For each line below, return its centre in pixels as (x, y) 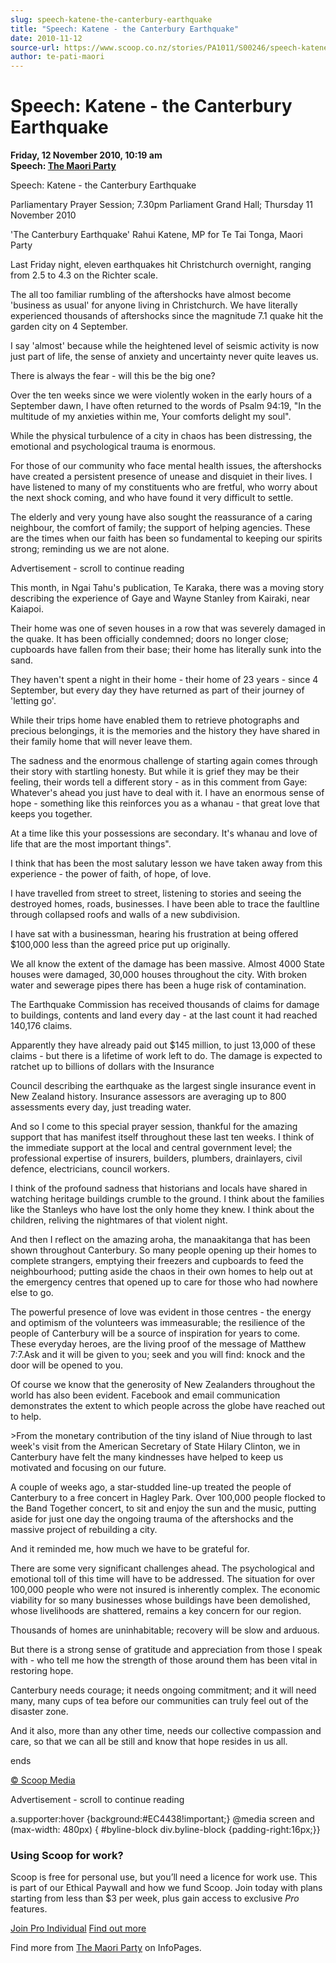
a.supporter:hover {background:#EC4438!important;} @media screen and (162, 1819)
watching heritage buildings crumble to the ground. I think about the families (167, 1199)
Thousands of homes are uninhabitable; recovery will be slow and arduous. (165, 1630)
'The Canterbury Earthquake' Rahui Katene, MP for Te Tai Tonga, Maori (156, 235)
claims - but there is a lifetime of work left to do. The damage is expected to (166, 1056)
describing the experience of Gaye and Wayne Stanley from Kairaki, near (160, 598)
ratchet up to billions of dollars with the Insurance (112, 1067)
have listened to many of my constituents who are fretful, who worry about (164, 487)
